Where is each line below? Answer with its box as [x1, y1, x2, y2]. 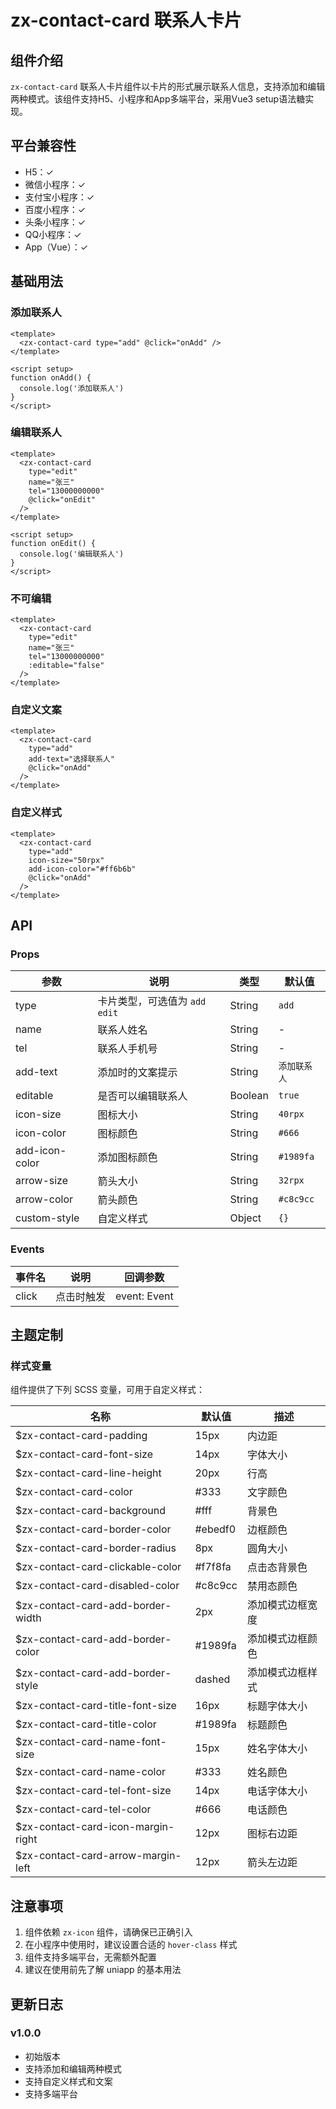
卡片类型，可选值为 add [97, 994, 207, 1008]
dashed [194, 1672, 231, 1686]
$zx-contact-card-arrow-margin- [15, 1849, 182, 1863]
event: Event [115, 1289, 174, 1303]
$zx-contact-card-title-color [15, 1717, 157, 1731]
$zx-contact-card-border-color [15, 1522, 172, 1536]
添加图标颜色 [97, 1151, 158, 1165]
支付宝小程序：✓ [24, 191, 95, 203]
